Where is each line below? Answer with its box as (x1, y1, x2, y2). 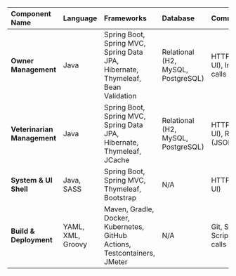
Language (63, 13, 98, 23)
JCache (104, 155, 130, 164)
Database (162, 13, 195, 23)
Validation (104, 91, 137, 100)
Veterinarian (11, 124, 54, 134)
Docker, (104, 213, 130, 223)
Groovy (63, 239, 88, 249)
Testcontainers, (104, 249, 156, 258)
